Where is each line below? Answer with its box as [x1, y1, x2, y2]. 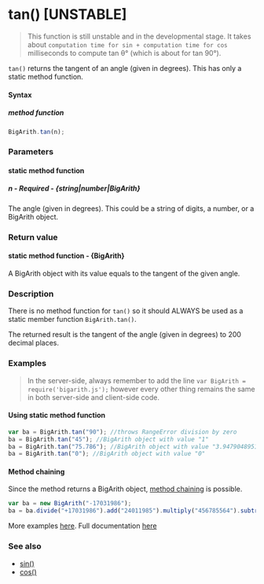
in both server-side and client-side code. [27, 392, 159, 402]
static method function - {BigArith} [8, 251, 125, 261]
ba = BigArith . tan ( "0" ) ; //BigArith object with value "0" [8, 450, 206, 458]
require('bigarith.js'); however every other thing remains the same [27, 384, 255, 394]
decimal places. [8, 338, 59, 348]
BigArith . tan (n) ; [8, 128, 65, 135]
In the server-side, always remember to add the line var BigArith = [27, 375, 246, 385]
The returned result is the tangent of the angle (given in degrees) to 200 [8, 330, 242, 339]
